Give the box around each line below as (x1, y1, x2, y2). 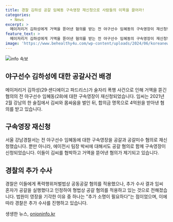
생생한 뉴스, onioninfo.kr (5, 211, 56, 217)
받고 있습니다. (14, 106, 43, 112)
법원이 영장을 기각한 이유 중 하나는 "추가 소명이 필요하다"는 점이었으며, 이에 (16, 193, 167, 200)
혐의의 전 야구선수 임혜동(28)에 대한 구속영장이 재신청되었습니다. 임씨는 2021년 (5, 93, 165, 99)
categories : (5, 12, 31, 17)
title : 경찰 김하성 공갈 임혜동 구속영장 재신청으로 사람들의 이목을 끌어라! (5, 7, 145, 13)
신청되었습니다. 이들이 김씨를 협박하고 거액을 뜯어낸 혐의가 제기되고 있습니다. (5, 150, 160, 156)
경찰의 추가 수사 (5, 166, 53, 175)
